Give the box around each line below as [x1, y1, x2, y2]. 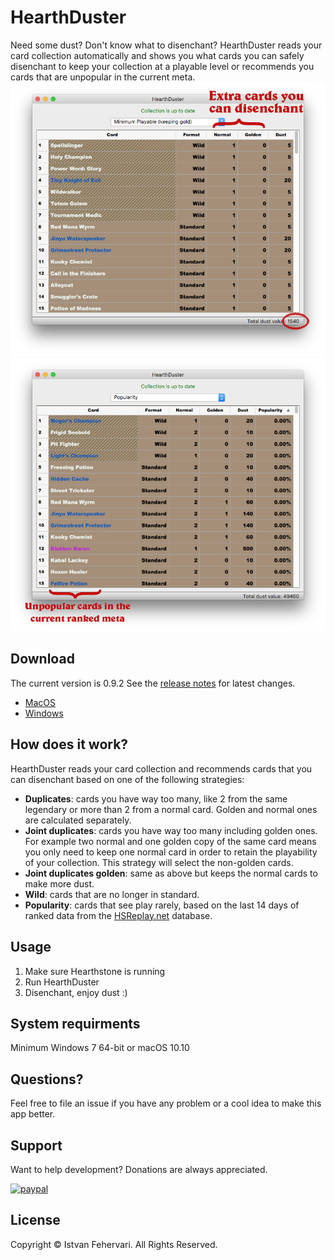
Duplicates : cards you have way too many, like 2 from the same [24, 792, 288, 805]
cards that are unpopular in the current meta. [10, 71, 196, 83]
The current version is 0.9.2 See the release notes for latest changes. [10, 677, 296, 689]
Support [10, 1137, 63, 1154]
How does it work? [10, 736, 129, 753]
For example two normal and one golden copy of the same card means [24, 835, 317, 847]
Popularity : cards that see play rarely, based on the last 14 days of [24, 899, 300, 911]
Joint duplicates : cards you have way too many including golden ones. [24, 824, 318, 836]
